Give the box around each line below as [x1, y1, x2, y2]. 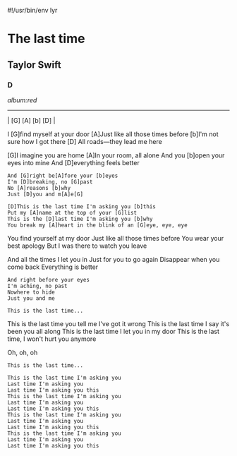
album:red [7, 95, 37, 104]
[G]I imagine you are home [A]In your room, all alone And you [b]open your [7, 151, 225, 160]
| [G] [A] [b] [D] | [7, 116, 56, 124]
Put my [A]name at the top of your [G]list [7, 209, 138, 216]
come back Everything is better [7, 263, 99, 271]
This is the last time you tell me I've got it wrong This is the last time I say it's [7, 319, 230, 328]
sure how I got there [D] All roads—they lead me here [7, 137, 162, 145]
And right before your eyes [7, 276, 90, 283]
